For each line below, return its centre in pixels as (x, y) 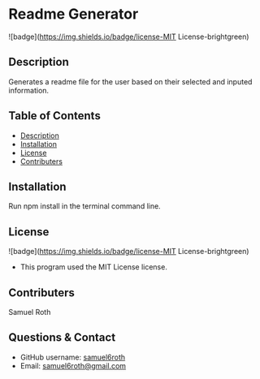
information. (29, 90)
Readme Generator (74, 14)
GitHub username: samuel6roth (73, 357)
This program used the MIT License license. (94, 267)
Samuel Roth (30, 312)
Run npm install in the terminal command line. (84, 206)
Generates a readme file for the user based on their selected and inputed (130, 81)
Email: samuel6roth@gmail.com (73, 365)
